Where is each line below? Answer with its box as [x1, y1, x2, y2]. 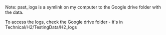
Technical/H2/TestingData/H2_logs [5, 24, 77, 30]
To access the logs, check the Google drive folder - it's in [5, 19, 123, 25]
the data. [5, 9, 23, 15]
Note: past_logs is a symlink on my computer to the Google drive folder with [5, 4, 161, 10]
